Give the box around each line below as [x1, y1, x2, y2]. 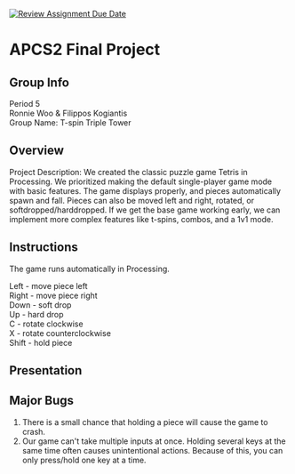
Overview [9, 143, 65, 158]
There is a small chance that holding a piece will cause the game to [21, 416, 268, 427]
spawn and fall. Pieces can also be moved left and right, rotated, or [9, 195, 255, 205]
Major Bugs [9, 393, 74, 408]
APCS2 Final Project [9, 40, 161, 60]
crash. [21, 426, 46, 437]
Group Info [9, 75, 69, 90]
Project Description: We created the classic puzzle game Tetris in [9, 166, 248, 177]
